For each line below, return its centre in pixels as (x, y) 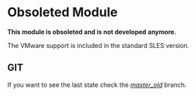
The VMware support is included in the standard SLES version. (98, 45)
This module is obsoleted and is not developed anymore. (92, 32)
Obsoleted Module (62, 12)
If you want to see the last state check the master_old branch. (97, 85)
